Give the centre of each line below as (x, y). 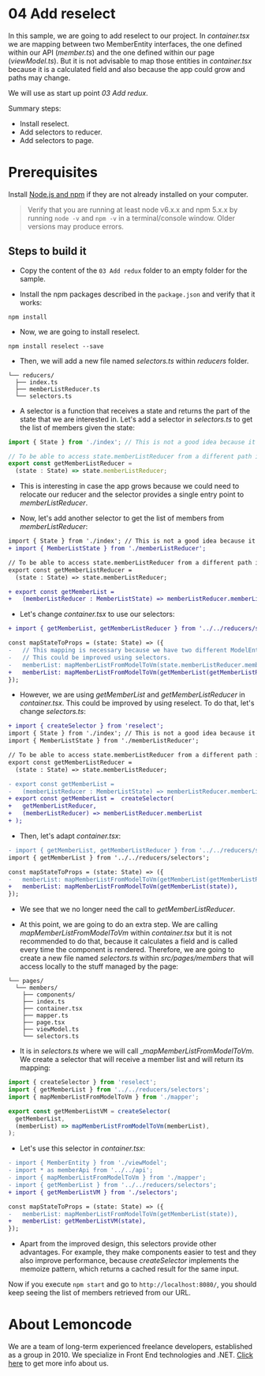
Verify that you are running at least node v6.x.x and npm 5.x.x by (132, 210)
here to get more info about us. (58, 1363)
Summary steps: (35, 108)
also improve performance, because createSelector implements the (129, 1261)
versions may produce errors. (76, 226)
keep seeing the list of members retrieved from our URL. (100, 1293)
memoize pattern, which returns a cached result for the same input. (129, 1269)
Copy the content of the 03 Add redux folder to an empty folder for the (133, 270)
